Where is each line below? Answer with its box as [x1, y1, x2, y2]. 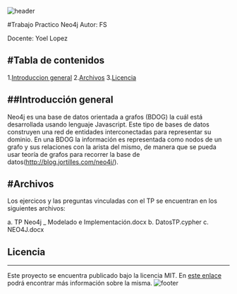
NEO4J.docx [7, 225, 44, 234]
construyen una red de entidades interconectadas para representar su [7, 127, 212, 136]
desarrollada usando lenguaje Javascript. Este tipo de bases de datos [7, 120, 209, 129]
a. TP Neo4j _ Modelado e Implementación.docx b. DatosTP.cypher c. [7, 218, 209, 226]
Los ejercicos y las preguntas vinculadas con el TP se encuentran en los [7, 196, 217, 205]
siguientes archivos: [7, 204, 66, 213]
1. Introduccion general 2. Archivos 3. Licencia [7, 73, 136, 81]
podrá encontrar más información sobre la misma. [7, 279, 153, 288]
